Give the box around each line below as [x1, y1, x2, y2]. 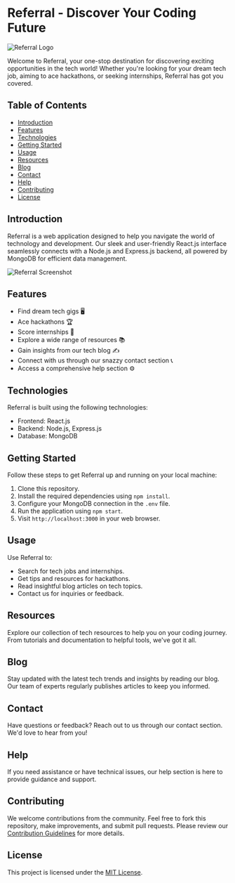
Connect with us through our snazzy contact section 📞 [17, 356, 173, 365]
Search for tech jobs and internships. [17, 567, 125, 575]
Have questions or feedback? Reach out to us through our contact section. [7, 721, 223, 730]
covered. [7, 79, 33, 87]
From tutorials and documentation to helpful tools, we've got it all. [7, 636, 197, 644]
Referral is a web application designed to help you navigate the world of [7, 232, 215, 240]
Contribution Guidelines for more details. [7, 829, 125, 837]
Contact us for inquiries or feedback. [17, 589, 124, 598]
